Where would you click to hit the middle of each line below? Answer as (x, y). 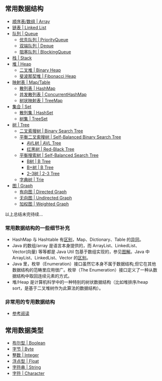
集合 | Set (22, 107)
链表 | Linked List (29, 27)
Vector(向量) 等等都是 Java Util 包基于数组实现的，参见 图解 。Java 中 (81, 252)
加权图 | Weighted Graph (44, 204)
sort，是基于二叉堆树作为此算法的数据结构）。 (58, 288)
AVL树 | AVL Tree (44, 143)
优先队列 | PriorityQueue (44, 39)
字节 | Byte (23, 349)
